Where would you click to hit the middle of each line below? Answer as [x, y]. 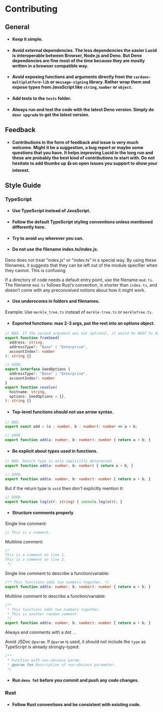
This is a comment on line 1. [36, 555]
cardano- [142, 77]
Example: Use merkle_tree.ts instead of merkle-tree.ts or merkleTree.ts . [79, 312]
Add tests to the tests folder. [42, 98]
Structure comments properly [43, 513]
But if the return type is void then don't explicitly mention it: [64, 488]
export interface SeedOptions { [38, 369]
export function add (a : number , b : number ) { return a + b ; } [69, 466]
